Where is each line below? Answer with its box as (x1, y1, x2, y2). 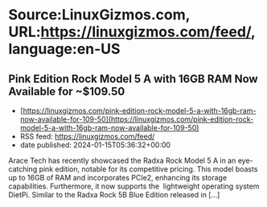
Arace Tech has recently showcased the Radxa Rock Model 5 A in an (8, 155, 236, 165)
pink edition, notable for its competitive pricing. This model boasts (39, 164, 258, 174)
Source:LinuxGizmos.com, (8, 6, 191, 24)
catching (8, 164, 38, 174)
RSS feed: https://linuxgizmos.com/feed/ (19, 131, 155, 141)
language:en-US (8, 40, 121, 58)
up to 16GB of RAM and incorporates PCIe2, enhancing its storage (8, 173, 228, 182)
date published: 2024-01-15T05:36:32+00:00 (19, 140, 171, 150)
